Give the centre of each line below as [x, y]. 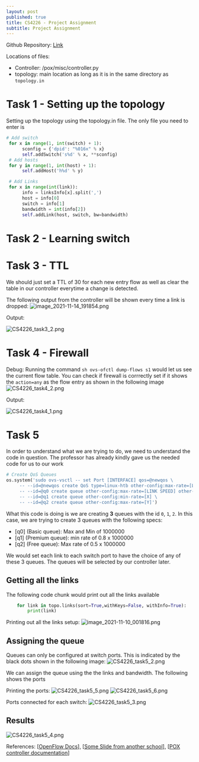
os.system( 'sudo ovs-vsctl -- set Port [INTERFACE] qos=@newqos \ [90, 480]
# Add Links [23, 182]
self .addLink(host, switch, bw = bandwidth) [75, 215]
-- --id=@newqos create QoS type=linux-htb [74, 486]
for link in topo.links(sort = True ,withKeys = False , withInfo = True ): [102, 605]
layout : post [22, 12]
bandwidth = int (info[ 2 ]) [54, 209]
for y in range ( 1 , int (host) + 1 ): [52, 165]
